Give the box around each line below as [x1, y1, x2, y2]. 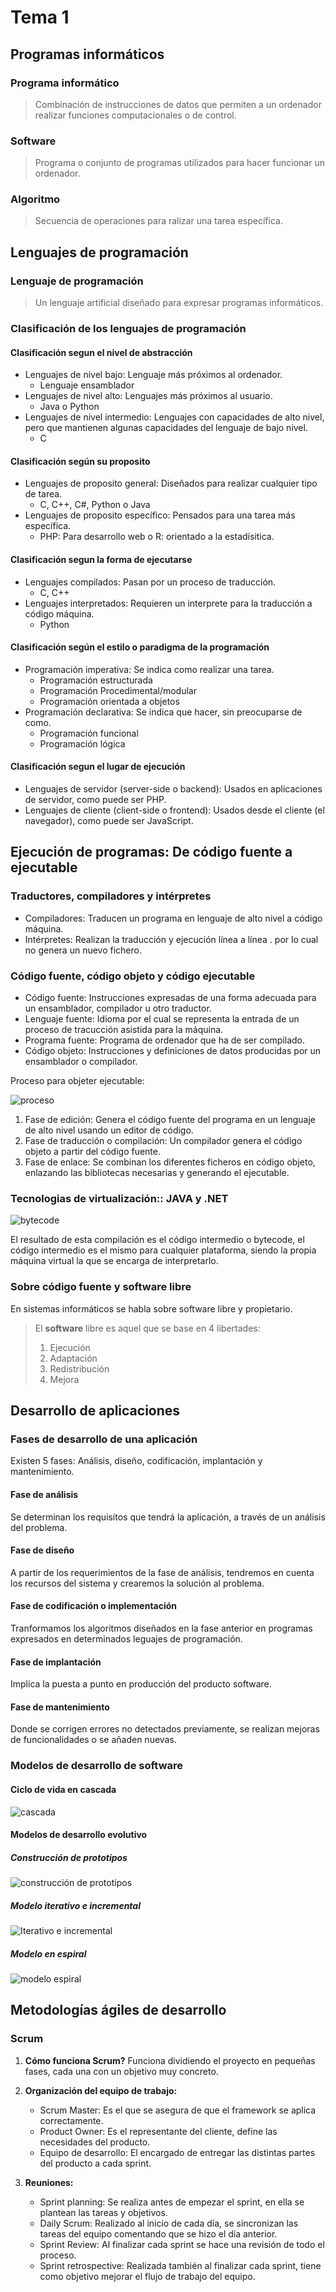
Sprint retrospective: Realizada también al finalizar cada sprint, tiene [39, 2259, 322, 2271]
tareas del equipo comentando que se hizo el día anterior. [39, 2227, 278, 2240]
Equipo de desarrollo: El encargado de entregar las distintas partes [39, 2146, 316, 2158]
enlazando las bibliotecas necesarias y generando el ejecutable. [24, 1167, 290, 1179]
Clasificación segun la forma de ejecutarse [10, 554, 193, 566]
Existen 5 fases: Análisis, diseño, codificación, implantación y [10, 1455, 263, 1467]
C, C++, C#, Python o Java [39, 499, 151, 511]
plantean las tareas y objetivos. [39, 2206, 168, 2218]
